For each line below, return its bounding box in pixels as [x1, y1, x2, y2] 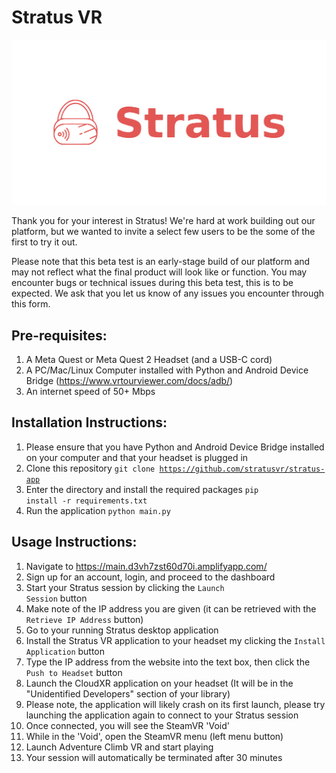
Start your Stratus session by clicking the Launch [25, 581, 225, 593]
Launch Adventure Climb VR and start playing [25, 741, 214, 753]
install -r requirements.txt [25, 496, 148, 506]
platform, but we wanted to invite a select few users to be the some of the [11, 226, 316, 238]
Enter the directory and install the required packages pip [25, 483, 259, 495]
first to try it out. [11, 236, 78, 248]
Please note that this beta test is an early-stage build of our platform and [11, 256, 311, 268]
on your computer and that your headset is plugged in [25, 451, 249, 463]
